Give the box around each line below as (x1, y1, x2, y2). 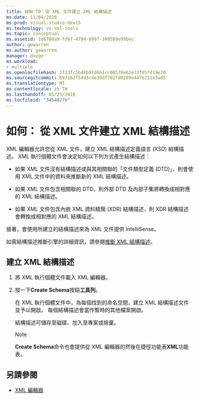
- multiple (6, 64, 33, 70)
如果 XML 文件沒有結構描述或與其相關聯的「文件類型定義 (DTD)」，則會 (14, 165, 188, 172)
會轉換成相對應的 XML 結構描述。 (14, 213, 97, 220)
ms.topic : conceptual (6, 31, 60, 37)
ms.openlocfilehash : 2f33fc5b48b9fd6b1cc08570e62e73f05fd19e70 (6, 69, 166, 75)
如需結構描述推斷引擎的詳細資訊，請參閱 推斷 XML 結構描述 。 (6, 238, 156, 245)
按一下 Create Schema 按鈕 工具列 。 (14, 286, 101, 294)
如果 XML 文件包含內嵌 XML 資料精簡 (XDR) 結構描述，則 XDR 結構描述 (14, 205, 189, 213)
